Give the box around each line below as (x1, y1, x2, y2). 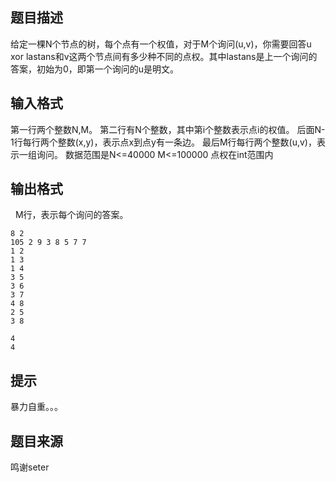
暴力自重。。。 (10, 401, 63, 413)
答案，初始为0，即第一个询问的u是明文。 (10, 63, 180, 75)
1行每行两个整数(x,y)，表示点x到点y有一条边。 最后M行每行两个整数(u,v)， (10, 136, 317, 148)
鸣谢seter (10, 461, 50, 473)
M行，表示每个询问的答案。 (14, 209, 129, 221)
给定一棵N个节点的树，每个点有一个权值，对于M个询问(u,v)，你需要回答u (10, 38, 312, 50)
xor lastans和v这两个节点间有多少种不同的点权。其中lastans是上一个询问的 (10, 50, 318, 62)
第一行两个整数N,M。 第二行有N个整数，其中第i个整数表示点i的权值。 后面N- (10, 123, 326, 135)
